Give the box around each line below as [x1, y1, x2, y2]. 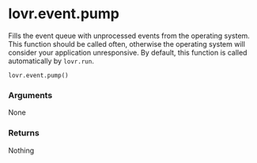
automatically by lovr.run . [8, 56, 95, 66]
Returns [8, 127, 40, 138]
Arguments [8, 89, 53, 100]
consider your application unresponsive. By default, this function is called [8, 47, 248, 57]
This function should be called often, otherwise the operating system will [8, 39, 245, 48]
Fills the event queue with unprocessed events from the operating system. [8, 31, 251, 40]
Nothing [8, 146, 35, 155]
